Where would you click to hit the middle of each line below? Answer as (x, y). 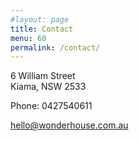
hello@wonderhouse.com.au (69, 125)
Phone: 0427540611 (51, 106)
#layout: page (40, 19)
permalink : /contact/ (55, 47)
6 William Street (43, 76)
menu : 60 (28, 38)
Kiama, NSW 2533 (48, 87)
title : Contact (42, 29)
